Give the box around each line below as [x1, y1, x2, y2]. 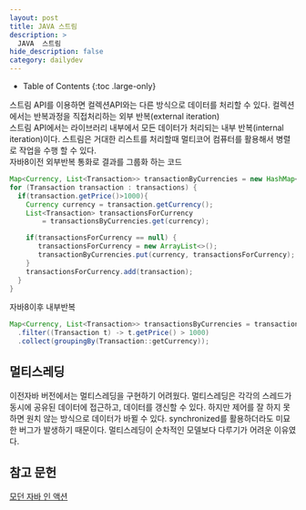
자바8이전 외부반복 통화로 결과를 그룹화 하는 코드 [9, 157, 182, 167]
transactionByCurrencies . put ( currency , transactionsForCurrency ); [37, 250, 296, 260]
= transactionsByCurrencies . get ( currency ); [42, 217, 209, 226]
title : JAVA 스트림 [9, 22, 77, 31]
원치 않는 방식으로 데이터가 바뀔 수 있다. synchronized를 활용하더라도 [25, 413, 274, 423]
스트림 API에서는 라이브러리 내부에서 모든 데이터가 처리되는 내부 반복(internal [9, 122, 284, 133]
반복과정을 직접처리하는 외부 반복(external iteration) [33, 111, 220, 121]
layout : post [9, 13, 59, 23]
